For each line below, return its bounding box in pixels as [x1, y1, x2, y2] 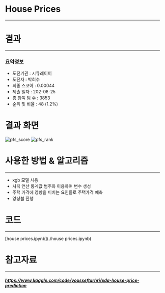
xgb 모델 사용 [12, 177, 38, 183]
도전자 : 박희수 [12, 77, 40, 82]
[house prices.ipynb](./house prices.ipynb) [5, 236, 92, 241]
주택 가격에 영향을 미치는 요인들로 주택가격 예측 [12, 189, 103, 195]
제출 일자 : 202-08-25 [12, 89, 55, 95]
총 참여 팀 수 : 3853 [12, 95, 51, 101]
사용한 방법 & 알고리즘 [5, 156, 88, 166]
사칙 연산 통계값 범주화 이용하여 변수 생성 [12, 183, 91, 189]
